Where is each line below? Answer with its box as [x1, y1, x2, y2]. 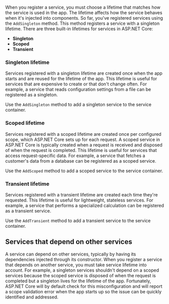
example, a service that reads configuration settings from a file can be [5, 86, 151, 92]
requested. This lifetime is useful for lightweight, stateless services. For [5, 197, 154, 203]
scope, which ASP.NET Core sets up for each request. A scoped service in [5, 136, 160, 142]
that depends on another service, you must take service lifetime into [5, 262, 147, 268]
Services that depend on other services [5, 237, 133, 246]
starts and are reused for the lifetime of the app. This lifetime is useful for [5, 76, 157, 82]
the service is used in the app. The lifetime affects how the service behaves [5, 10, 162, 16]
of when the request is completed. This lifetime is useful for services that [5, 147, 157, 153]
